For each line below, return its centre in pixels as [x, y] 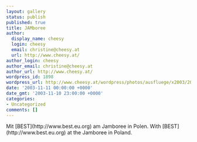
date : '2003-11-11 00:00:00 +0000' [50, 88]
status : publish [26, 17]
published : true [26, 22]
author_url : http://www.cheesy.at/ [50, 72]
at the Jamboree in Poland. [100, 133]
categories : [21, 99]
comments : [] [22, 110]
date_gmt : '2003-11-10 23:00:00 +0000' [55, 93]
